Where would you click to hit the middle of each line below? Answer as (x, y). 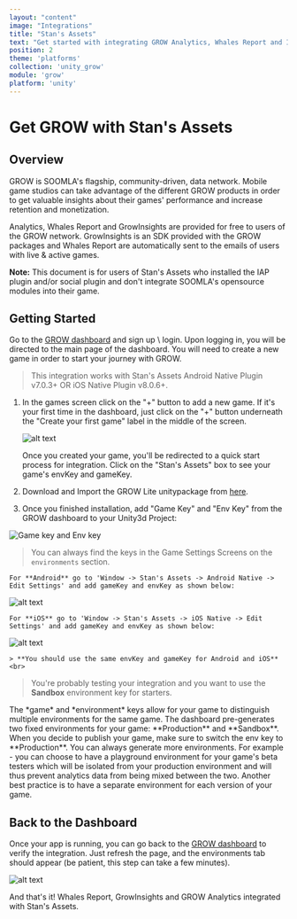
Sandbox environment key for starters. (101, 693)
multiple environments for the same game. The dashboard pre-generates (142, 720)
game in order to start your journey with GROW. (95, 359)
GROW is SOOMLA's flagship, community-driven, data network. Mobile (138, 181)
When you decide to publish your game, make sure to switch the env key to (146, 738)
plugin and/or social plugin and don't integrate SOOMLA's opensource (137, 281)
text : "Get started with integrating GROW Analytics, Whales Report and (146, 42)
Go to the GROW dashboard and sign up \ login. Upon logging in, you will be (147, 340)
